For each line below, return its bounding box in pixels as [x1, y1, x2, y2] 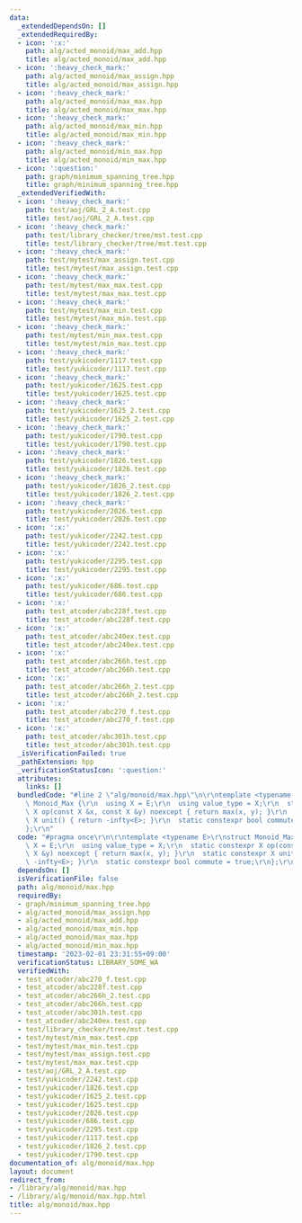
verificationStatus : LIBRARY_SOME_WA [17, 958, 159, 967]
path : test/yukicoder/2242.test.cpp [25, 531, 164, 540]
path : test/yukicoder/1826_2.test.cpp [25, 481, 171, 490]
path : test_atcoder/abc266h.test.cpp [25, 657, 167, 666]
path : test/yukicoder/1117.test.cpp [25, 356, 164, 365]
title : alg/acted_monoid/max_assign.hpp [25, 80, 179, 89]
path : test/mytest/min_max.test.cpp [25, 331, 164, 340]
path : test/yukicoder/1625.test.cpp [25, 381, 164, 390]
